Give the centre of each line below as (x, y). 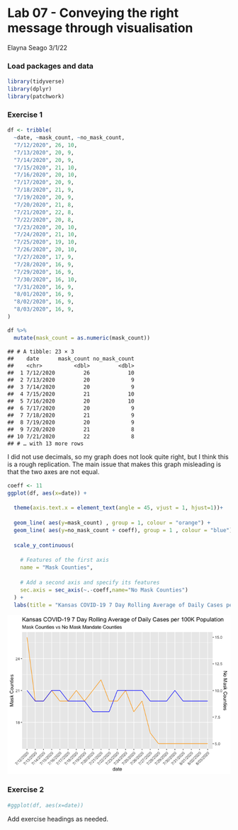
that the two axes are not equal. (53, 471)
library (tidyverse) (36, 82)
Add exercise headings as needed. (58, 819)
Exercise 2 (26, 790)
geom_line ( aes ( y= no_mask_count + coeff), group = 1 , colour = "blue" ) (123, 530)
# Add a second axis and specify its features (90, 583)
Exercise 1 (25, 115)
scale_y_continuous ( (44, 545)
